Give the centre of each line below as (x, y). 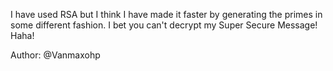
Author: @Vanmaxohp (55, 55)
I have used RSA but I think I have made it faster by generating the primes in (166, 14)
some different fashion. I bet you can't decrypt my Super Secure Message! (164, 25)
